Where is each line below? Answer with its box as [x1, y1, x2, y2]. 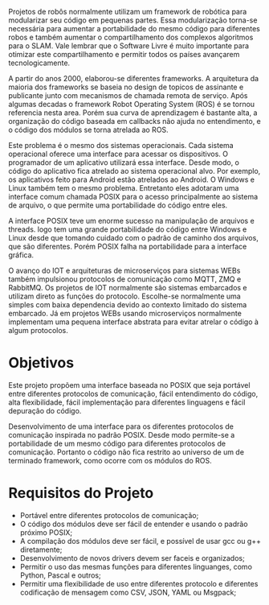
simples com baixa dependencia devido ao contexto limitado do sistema [8, 300, 247, 309]
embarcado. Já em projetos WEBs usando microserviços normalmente [8, 309, 243, 318]
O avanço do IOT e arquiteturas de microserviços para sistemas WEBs [8, 265, 241, 275]
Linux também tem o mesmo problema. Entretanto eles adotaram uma [8, 183, 239, 192]
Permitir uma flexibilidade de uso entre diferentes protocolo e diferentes [19, 578, 259, 588]
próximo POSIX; [19, 527, 73, 537]
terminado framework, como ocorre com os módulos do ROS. [8, 455, 212, 465]
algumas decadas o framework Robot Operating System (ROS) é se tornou [8, 100, 255, 109]
